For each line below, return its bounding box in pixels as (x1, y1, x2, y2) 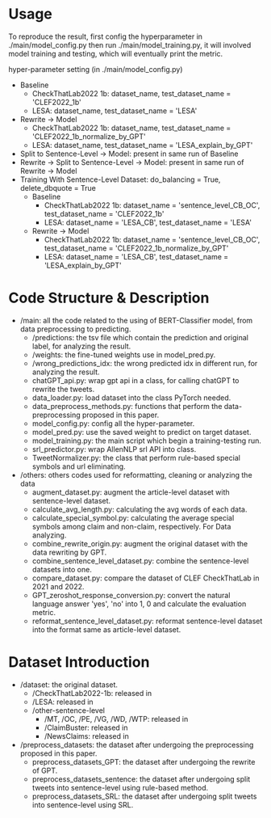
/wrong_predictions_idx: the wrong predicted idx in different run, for (31, 358, 258, 368)
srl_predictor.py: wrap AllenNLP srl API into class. (31, 444, 197, 453)
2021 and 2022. (31, 581, 85, 591)
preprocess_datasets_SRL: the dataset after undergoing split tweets (31, 791, 257, 801)
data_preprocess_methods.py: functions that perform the (31, 401, 223, 411)
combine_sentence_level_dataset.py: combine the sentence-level (31, 555, 249, 566)
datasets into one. (31, 564, 93, 574)
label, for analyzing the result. (31, 341, 131, 351)
